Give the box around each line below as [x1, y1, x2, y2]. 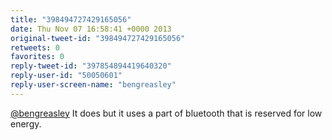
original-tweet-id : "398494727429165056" [10, 33, 186, 43]
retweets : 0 [10, 42, 60, 53]
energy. [10, 117, 42, 130]
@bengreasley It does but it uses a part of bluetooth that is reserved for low [10, 107, 323, 119]
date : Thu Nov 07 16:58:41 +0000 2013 [10, 24, 172, 34]
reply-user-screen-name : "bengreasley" [10, 80, 177, 90]
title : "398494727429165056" [10, 14, 132, 25]
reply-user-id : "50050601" [10, 71, 123, 81]
